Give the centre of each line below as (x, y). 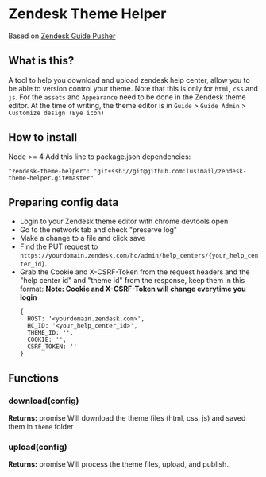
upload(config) (38, 447)
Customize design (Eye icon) (56, 113)
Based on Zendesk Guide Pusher (62, 36)
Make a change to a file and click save (82, 238)
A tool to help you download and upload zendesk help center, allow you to (129, 79)
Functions (34, 378)
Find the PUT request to (59, 246)
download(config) (44, 401)
